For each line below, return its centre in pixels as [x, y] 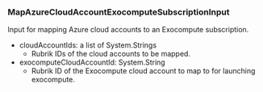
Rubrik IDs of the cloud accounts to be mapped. [111, 54]
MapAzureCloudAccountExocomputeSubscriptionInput [119, 12]
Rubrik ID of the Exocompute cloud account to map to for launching [143, 71]
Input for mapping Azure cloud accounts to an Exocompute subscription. [128, 30]
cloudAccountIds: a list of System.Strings [88, 45]
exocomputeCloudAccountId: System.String [92, 62]
